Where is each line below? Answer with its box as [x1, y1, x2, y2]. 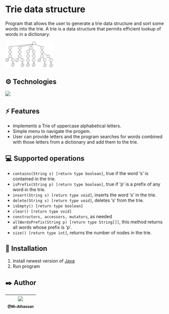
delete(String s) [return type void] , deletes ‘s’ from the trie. [12, 197, 144, 203]
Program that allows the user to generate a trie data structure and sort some [5, 20, 164, 26]
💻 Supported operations [5, 154, 85, 163]
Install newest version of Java [12, 258, 75, 264]
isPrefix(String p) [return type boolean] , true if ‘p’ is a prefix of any [12, 181, 161, 187]
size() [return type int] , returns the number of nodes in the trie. [12, 229, 152, 235]
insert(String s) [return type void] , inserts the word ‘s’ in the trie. [12, 192, 157, 198]
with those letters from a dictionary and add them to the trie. [12, 138, 139, 145]
